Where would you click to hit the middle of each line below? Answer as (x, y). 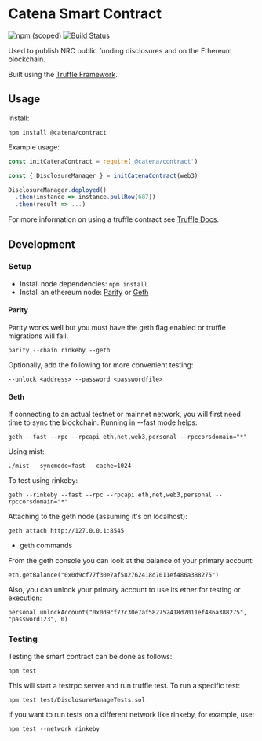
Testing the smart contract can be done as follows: (90, 656)
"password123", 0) (38, 619)
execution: (25, 598)
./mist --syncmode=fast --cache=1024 (70, 466)
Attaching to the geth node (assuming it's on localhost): (98, 517)
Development (42, 244)
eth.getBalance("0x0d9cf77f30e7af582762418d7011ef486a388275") (114, 575)
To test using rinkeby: (43, 481)
